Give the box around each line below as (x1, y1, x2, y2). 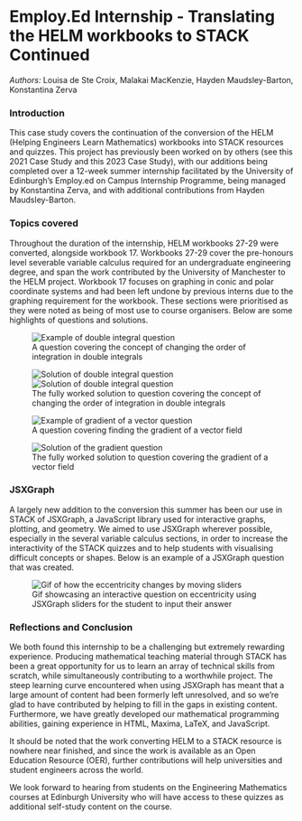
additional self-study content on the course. (9, 801, 173, 812)
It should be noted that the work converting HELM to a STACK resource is (9, 736, 282, 747)
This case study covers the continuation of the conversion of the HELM (9, 127, 274, 138)
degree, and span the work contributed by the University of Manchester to (9, 266, 286, 277)
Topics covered (9, 217, 79, 229)
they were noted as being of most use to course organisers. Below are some (9, 304, 293, 315)
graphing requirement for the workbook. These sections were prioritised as (9, 295, 288, 306)
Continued (9, 45, 90, 65)
